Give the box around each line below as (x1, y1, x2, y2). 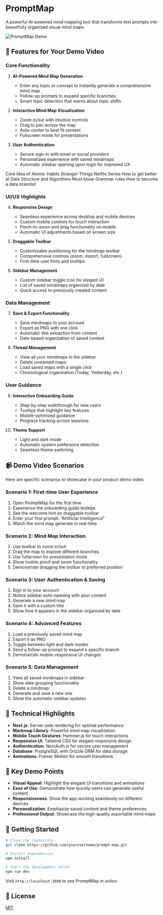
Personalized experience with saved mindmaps (19, 156, 114, 162)
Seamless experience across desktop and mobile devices (19, 213, 135, 219)
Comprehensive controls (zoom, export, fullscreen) (19, 253, 122, 259)
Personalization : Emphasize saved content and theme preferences (12, 806, 147, 812)
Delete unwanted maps (19, 359, 66, 365)
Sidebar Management (12, 267, 58, 273)
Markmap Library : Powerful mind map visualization (12, 727, 116, 733)
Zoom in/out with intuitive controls (19, 117, 88, 123)
